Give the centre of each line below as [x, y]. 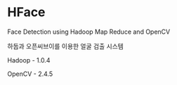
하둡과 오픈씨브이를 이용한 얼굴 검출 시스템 [66, 46]
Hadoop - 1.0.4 [29, 60]
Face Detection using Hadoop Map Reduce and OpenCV [89, 32]
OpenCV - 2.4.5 [30, 74]
